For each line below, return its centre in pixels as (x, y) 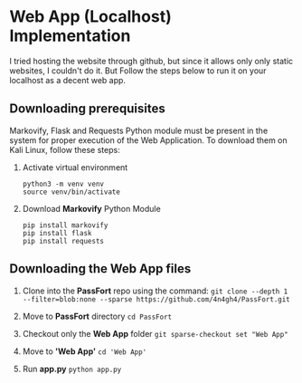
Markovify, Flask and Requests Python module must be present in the (139, 130)
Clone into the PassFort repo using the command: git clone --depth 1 (155, 291)
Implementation (70, 36)
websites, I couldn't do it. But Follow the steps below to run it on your (138, 71)
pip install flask (57, 233)
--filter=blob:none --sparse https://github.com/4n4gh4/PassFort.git (156, 299)
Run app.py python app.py (72, 369)
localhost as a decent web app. (68, 80)
